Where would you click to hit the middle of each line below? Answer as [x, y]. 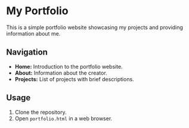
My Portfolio [37, 11]
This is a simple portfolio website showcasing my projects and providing [95, 27]
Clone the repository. [41, 112]
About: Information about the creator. [61, 73]
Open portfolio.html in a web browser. [63, 118]
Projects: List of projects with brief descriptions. [74, 79]
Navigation [27, 52]
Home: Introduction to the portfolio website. [69, 66]
